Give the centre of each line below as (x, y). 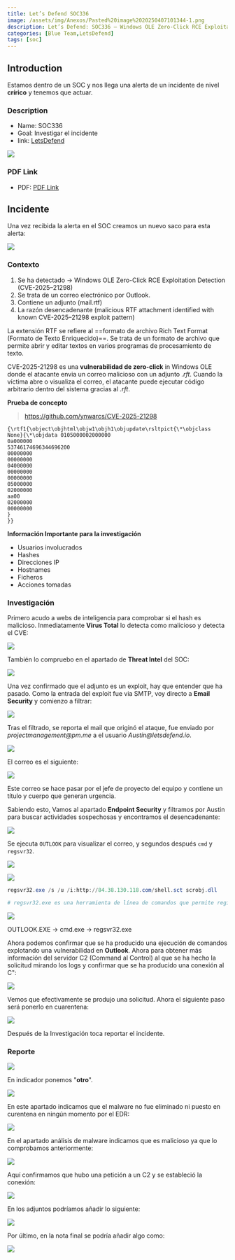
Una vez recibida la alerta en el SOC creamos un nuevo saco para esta (109, 226)
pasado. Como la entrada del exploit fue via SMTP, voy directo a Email (109, 693)
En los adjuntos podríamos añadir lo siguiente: (74, 1209)
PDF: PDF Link (38, 187)
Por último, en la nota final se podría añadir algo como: (86, 1235)
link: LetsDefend (41, 141)
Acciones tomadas (44, 584)
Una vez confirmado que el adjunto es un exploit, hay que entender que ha (115, 686)
